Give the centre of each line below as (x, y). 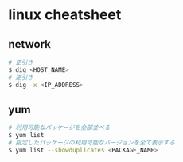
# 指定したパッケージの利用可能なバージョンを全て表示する (91, 143)
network (30, 44)
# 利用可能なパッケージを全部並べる (59, 128)
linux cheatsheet (65, 15)
